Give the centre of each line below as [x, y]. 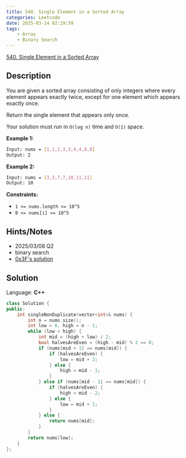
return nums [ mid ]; [72, 421]
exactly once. [23, 103]
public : [16, 309]
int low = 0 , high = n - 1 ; [63, 326]
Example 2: [20, 166]
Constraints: [22, 195]
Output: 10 [20, 183]
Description [28, 76]
